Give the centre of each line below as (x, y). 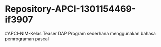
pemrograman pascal (27, 39)
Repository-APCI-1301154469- (71, 9)
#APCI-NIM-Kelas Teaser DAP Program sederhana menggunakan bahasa (81, 33)
